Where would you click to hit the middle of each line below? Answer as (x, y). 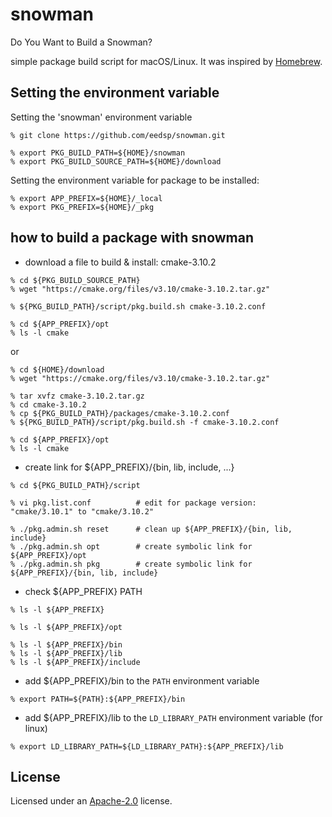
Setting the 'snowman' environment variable (101, 117)
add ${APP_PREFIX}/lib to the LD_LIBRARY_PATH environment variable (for (173, 717)
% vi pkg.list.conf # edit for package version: (133, 503)
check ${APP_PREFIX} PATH (83, 591)
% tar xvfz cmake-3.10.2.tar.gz (77, 396)
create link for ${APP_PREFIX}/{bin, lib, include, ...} (129, 467)
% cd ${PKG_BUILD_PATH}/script (75, 485)
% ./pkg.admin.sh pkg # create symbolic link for (131, 564)
